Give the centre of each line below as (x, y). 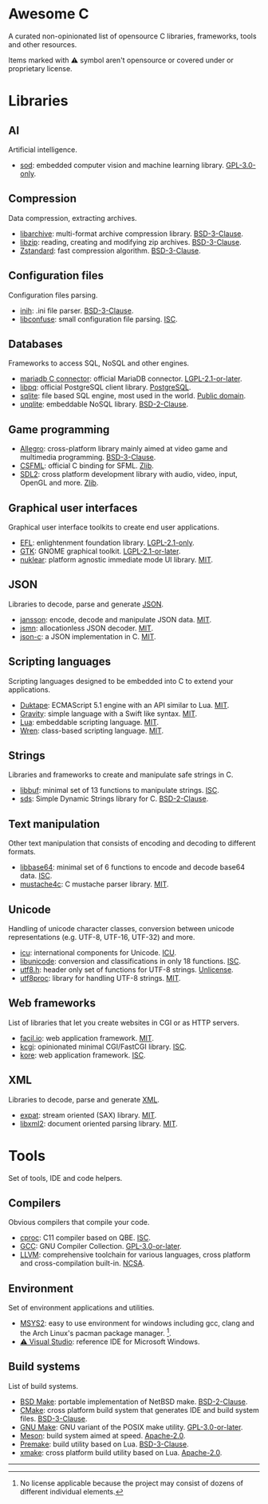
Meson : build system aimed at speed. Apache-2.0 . (102, 1435)
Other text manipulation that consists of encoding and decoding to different (132, 843)
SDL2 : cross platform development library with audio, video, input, (128, 474)
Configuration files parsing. (53, 295)
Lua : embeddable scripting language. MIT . (89, 722)
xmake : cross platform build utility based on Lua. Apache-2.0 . (121, 1452)
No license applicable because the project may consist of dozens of (131, 1483)
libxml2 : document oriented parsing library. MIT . (99, 1123)
